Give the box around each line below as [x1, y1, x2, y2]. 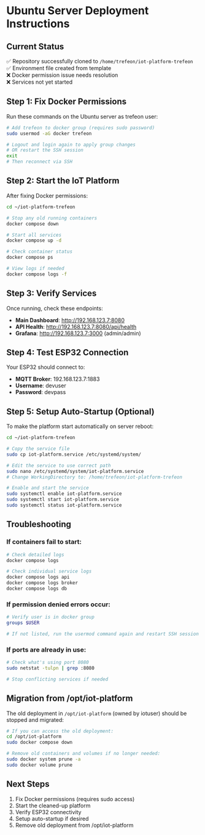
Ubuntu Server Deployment [6, 4, 149, 18]
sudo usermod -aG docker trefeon [6, 130, 92, 137]
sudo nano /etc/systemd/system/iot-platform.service [6, 468, 144, 474]
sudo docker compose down [6, 739, 72, 746]
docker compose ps [6, 255, 53, 261]
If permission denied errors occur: [6, 600, 110, 609]
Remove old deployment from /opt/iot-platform [15, 821, 134, 829]
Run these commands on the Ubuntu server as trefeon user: [6, 113, 158, 120]
